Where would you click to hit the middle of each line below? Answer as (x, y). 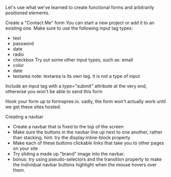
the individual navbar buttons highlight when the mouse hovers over (85, 165)
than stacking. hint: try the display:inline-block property (71, 137)
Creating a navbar (24, 117)
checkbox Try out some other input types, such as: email (73, 60)
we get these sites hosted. (33, 107)
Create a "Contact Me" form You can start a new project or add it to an (80, 23)
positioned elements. (27, 13)
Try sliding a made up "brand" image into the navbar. (69, 154)
